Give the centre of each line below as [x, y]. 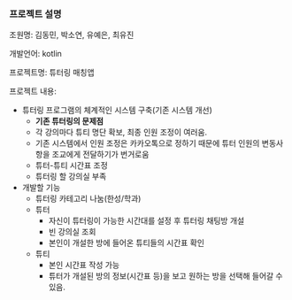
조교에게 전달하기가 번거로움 [100, 154]
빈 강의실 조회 [72, 232]
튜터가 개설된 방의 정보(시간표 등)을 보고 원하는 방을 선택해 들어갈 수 [165, 276]
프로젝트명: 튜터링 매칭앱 [52, 73]
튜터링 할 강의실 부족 [71, 177]
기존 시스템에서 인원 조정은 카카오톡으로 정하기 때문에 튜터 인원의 [147, 143]
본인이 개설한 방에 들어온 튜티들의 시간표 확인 [127, 243]
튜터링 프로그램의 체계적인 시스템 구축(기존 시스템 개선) [117, 110]
